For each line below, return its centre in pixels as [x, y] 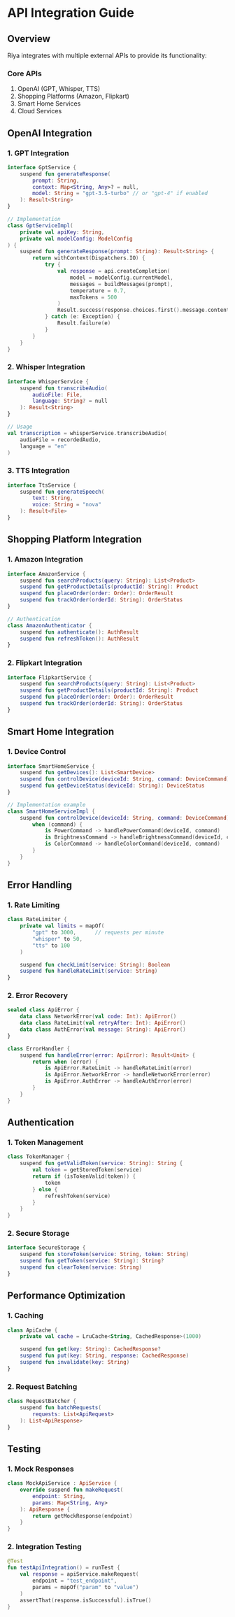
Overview [29, 39]
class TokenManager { [39, 1157]
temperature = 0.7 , [98, 291]
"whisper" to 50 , [57, 939]
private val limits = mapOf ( [62, 926]
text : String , [53, 498]
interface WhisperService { [48, 382]
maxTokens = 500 [93, 297]
